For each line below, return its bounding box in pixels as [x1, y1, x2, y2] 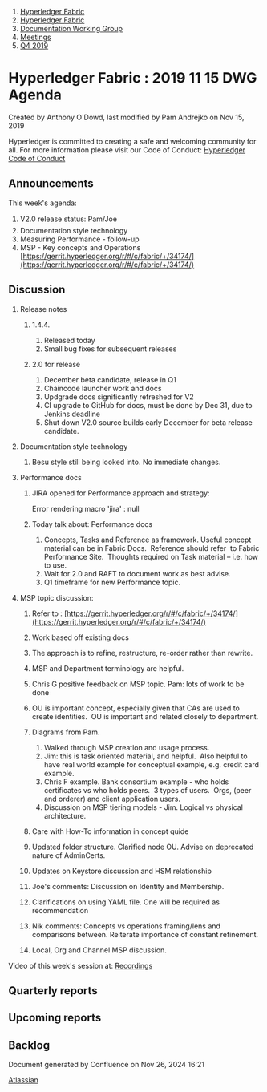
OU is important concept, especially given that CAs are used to [31, 703, 241, 713]
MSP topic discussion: [19, 593, 94, 602]
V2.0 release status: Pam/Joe [19, 214, 118, 224]
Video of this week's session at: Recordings [8, 961, 153, 970]
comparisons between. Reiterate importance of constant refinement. [31, 929, 259, 939]
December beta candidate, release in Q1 [43, 374, 176, 384]
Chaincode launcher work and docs [43, 383, 162, 393]
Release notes [19, 304, 67, 313]
